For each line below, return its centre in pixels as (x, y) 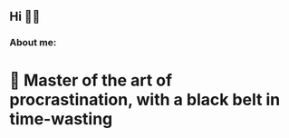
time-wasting (61, 118)
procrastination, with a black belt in (145, 99)
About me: (33, 43)
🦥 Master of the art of (91, 80)
